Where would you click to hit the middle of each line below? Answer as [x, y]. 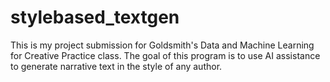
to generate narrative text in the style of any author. [116, 66]
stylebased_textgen [95, 17]
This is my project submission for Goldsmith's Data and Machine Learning [162, 45]
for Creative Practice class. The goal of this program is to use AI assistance [165, 55]
